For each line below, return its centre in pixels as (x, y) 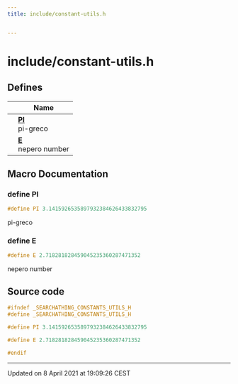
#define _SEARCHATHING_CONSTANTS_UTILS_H (69, 314)
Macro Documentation (58, 174)
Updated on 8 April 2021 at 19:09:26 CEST (69, 373)
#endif (17, 353)
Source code (36, 291)
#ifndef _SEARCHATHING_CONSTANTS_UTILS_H (69, 308)
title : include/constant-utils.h (57, 14)
